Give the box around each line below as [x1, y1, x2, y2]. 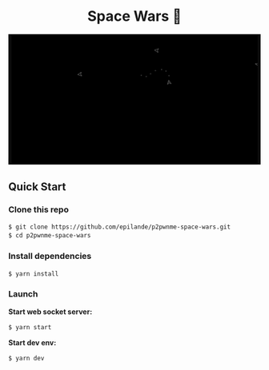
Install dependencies [8, 251, 92, 262]
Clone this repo [8, 204, 70, 215]
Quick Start [8, 180, 66, 194]
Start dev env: [8, 337, 57, 347]
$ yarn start [8, 323, 52, 331]
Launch [8, 288, 38, 300]
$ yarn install [8, 269, 59, 278]
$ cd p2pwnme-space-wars [8, 232, 91, 240]
